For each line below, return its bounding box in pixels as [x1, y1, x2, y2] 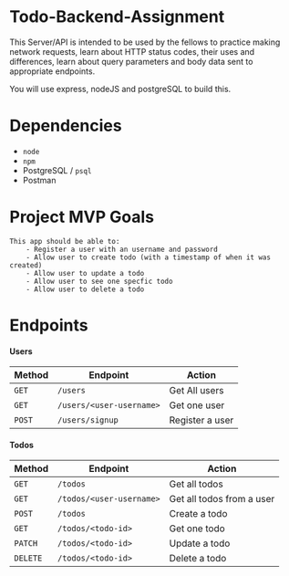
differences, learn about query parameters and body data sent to [9, 56, 253, 67]
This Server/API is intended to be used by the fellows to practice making [9, 37, 281, 47]
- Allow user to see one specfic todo [26, 277, 173, 286]
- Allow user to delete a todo [26, 285, 145, 294]
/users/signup [57, 415, 119, 425]
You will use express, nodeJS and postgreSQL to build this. [9, 83, 232, 94]
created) [9, 260, 43, 270]
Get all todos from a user [169, 493, 275, 506]
